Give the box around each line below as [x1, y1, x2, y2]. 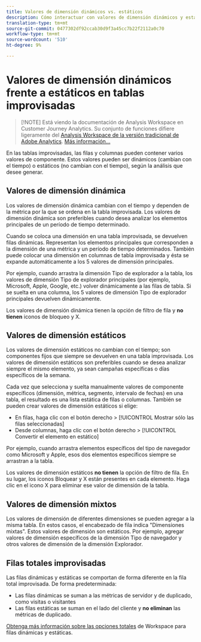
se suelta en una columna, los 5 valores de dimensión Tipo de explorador [6, 288, 187, 296]
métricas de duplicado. [14, 611, 72, 618]
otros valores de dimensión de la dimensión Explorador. [6, 541, 144, 548]
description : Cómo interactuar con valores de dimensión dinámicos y [6, 14, 184, 20]
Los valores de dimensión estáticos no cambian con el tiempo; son [6, 346, 170, 354]
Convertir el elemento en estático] [14, 433, 99, 441]
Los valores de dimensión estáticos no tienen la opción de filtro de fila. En [6, 469, 189, 477]
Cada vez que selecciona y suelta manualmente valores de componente [6, 383, 184, 390]
